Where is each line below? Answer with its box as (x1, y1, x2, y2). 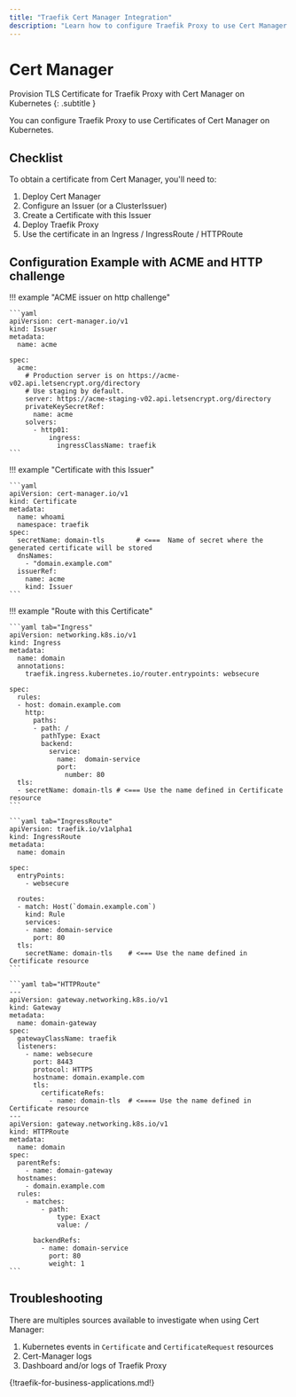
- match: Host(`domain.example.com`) (17, 902, 157, 912)
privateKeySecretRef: (25, 403, 105, 412)
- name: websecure (25, 1050, 93, 1059)
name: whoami (17, 513, 66, 522)
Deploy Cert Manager (21, 192, 102, 202)
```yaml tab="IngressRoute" (9, 817, 113, 826)
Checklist (9, 150, 64, 165)
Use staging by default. (32, 387, 125, 396)
